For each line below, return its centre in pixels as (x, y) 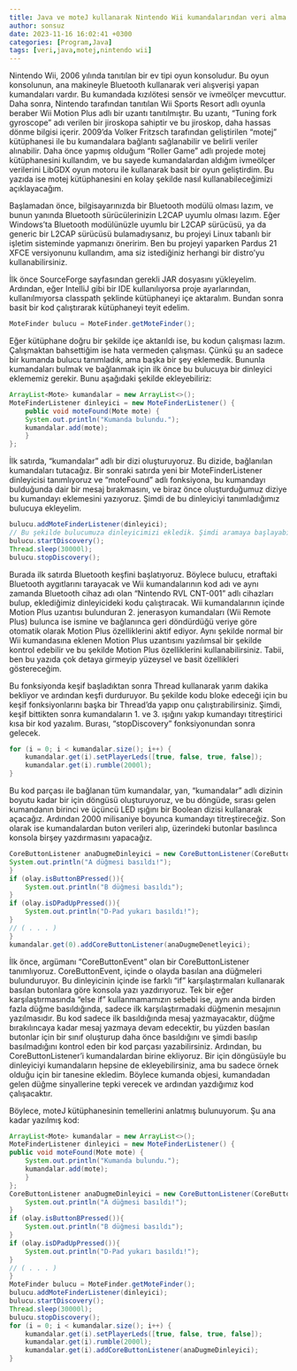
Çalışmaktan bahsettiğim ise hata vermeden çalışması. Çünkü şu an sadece (146, 350)
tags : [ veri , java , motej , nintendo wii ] (80, 51)
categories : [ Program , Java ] (61, 42)
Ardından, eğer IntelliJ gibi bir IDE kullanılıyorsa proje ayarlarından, (130, 289)
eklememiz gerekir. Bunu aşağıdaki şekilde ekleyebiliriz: (110, 378)
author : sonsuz (37, 26)
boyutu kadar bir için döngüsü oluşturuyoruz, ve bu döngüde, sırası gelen (143, 800)
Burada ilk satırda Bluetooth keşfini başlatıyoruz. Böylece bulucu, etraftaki (143, 574)
